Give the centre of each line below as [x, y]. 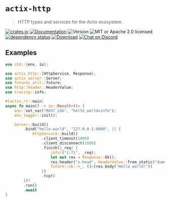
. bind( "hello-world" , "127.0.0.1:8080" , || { [72, 129]
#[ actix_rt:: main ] [25, 101]
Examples [21, 53]
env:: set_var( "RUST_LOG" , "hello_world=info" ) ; [65, 111]
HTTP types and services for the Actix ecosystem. [70, 22]
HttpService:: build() [55, 134]
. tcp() [48, 176]
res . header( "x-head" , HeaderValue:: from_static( [103, 162]
